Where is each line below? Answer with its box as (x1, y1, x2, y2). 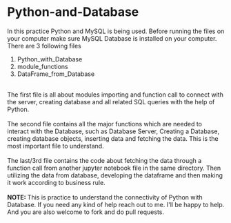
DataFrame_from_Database (17, 70, 95, 78)
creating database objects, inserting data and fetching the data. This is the (7, 134, 219, 142)
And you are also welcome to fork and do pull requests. (7, 208, 164, 216)
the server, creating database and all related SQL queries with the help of (7, 97, 215, 106)
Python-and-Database (7, 4, 139, 20)
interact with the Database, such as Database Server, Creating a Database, (7, 127, 220, 135)
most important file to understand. (7, 142, 105, 150)
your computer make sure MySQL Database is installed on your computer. (7, 34, 217, 42)
